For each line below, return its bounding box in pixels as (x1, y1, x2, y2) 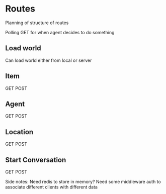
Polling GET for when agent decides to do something (5, 29, 115, 35)
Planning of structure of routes (5, 20, 69, 26)
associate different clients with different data (5, 184, 98, 190)
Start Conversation (5, 155, 66, 164)
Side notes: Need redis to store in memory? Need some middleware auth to (5, 179, 161, 184)
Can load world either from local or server (5, 57, 92, 63)
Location (5, 128, 34, 136)
